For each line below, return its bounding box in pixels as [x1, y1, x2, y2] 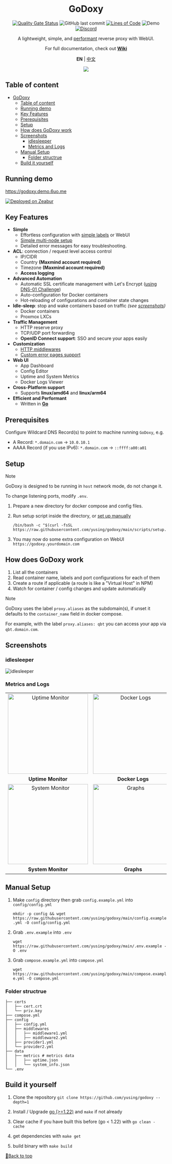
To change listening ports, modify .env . [5, 493, 88, 499]
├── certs [5, 999, 27, 1005]
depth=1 [12, 1099, 29, 1105]
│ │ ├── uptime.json [5, 1057, 58, 1063]
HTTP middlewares [20, 346, 61, 353]
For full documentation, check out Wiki [45, 45, 127, 51]
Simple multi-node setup [20, 237, 73, 243]
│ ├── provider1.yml [5, 1039, 54, 1045]
